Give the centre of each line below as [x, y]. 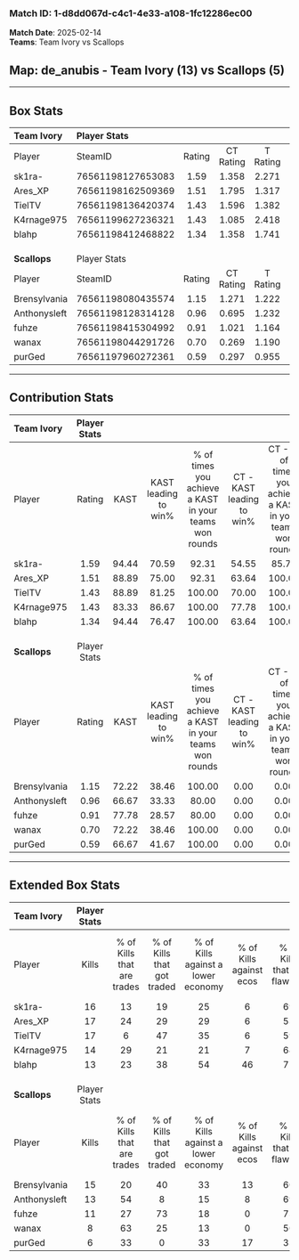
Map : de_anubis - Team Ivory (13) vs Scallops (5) [147, 70]
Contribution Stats [61, 398]
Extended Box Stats [65, 886]
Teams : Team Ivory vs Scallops [67, 42]
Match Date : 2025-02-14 [56, 33]
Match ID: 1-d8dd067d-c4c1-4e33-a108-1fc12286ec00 [131, 13]
